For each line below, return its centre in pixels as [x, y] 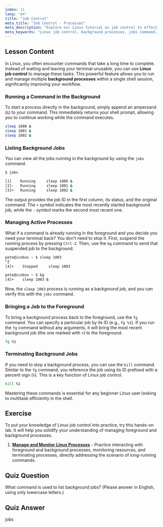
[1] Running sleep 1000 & [39, 181]
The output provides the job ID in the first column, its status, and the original [81, 199]
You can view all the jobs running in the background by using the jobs [75, 159]
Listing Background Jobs [35, 148]
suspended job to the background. [40, 248]
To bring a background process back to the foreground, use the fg [71, 317]
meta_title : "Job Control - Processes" [45, 23]
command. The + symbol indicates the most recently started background [78, 205]
